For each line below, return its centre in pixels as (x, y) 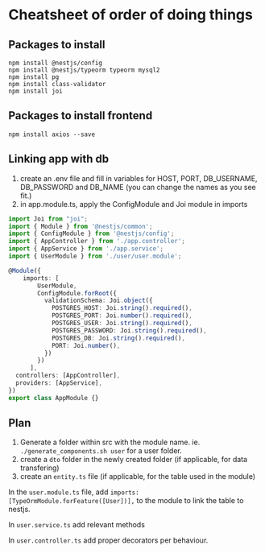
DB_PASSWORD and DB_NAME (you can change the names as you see (138, 187)
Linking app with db (59, 159)
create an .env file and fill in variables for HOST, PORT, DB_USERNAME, (139, 178)
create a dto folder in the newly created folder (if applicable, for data (134, 460)
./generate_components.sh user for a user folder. (101, 451)
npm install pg (34, 77)
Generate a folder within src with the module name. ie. (110, 442)
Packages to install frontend (81, 116)
